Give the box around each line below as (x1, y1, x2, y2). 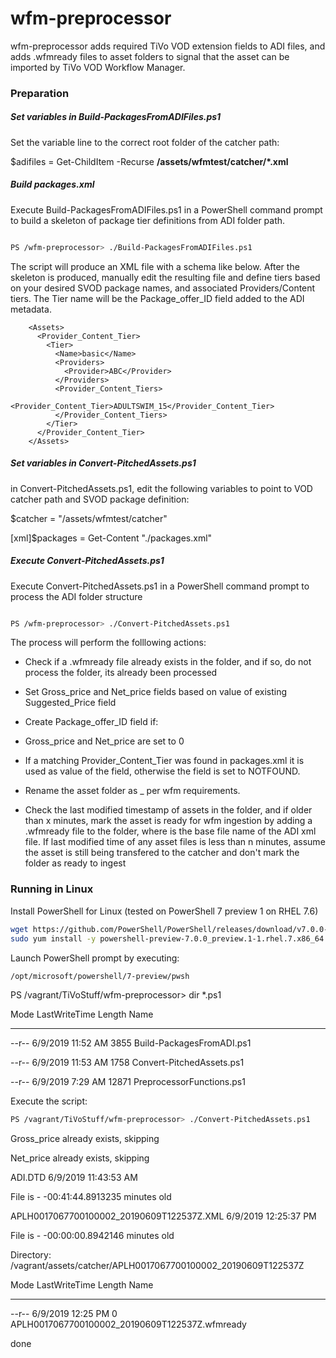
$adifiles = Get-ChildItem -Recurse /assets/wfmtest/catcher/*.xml (10, 155, 289, 167)
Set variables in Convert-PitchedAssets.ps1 (10, 457, 197, 469)
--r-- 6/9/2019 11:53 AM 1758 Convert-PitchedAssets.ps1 (10, 1057, 245, 1069)
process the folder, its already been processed (24, 667, 218, 679)
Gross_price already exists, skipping (10, 1133, 160, 1145)
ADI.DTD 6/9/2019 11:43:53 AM (10, 1172, 138, 1184)
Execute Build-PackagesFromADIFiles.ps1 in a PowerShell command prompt (10, 203, 323, 216)
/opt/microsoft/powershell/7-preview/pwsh (10, 971, 190, 981)
